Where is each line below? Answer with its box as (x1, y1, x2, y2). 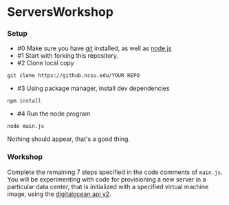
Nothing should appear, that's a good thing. (7, 135, 131, 143)
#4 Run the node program (17, 109, 91, 118)
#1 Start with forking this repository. (17, 52, 119, 60)
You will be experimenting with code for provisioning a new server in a (7, 175, 206, 183)
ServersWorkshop (7, 4, 113, 20)
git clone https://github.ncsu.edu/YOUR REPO (7, 72, 140, 79)
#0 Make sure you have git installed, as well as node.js (17, 44, 172, 52)
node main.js (7, 123, 45, 130)
